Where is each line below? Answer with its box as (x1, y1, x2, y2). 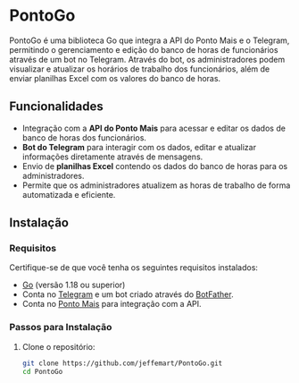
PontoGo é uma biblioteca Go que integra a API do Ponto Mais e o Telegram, (9, 35, 290, 46)
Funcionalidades (9, 99, 104, 115)
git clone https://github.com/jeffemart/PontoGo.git (21, 359, 223, 368)
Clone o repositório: (21, 341, 96, 352)
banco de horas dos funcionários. (21, 132, 147, 143)
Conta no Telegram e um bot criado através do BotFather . (21, 289, 234, 300)
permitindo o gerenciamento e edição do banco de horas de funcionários (9, 44, 278, 55)
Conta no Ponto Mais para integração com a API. (21, 299, 203, 310)
